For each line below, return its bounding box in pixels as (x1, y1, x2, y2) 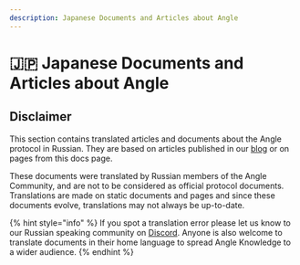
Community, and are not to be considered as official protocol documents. (9, 180, 284, 191)
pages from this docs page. (9, 153, 113, 164)
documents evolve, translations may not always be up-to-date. (9, 199, 245, 210)
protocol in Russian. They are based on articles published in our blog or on (9, 143, 290, 154)
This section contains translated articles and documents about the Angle (9, 133, 283, 144)
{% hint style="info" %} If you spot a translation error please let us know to (9, 217, 292, 228)
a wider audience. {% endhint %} (9, 246, 135, 257)
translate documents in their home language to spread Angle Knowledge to (9, 237, 292, 248)
